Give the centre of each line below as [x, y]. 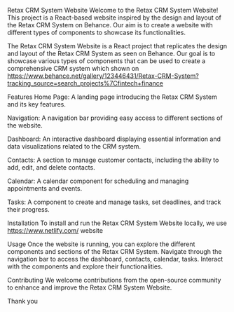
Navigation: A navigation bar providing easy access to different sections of [115, 118]
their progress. [29, 209]
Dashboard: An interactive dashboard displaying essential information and [114, 139]
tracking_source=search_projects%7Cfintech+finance [85, 83]
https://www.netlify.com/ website [55, 230]
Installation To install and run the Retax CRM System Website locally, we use [117, 223]
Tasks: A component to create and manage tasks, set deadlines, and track [114, 202]
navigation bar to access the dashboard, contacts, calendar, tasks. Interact [115, 259]
